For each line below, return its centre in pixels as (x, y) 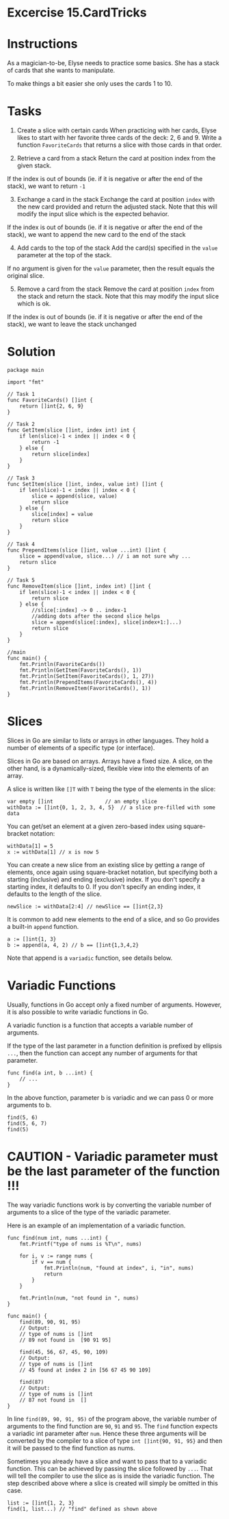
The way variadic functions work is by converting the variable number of (109, 1205)
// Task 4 (21, 544)
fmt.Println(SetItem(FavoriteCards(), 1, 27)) (87, 676)
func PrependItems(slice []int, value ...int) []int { (87, 550)
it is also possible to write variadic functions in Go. (78, 1012)
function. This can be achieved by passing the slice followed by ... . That (110, 1468)
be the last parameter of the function (113, 1171)
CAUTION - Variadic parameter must (113, 1157)
